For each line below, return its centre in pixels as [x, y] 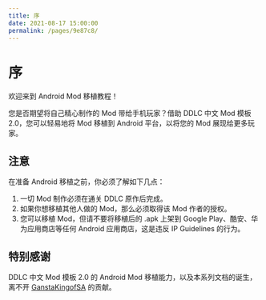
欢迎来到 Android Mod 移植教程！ [63, 96]
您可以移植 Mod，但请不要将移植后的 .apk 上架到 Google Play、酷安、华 [139, 219]
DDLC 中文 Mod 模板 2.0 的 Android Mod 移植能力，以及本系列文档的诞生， [133, 277]
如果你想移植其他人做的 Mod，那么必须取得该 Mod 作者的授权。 [125, 209]
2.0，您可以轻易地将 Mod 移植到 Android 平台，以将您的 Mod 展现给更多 [128, 123]
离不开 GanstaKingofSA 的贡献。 [62, 287]
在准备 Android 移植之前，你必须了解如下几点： [87, 182]
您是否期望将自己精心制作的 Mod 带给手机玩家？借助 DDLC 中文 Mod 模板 [130, 114]
